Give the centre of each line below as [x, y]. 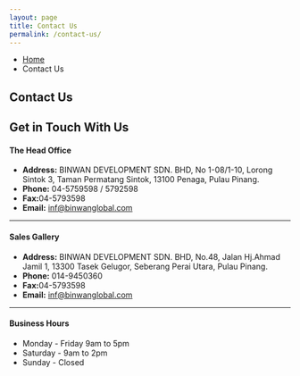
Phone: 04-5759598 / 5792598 [80, 189]
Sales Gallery [34, 237]
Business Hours [39, 323]
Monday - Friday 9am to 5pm [75, 343]
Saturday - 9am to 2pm [65, 353]
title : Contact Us [43, 26]
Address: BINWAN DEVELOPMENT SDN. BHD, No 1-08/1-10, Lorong [147, 170]
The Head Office [40, 150]
